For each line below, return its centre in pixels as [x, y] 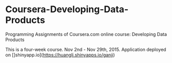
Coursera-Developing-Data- [67, 9]
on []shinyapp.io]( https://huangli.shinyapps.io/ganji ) [60, 55]
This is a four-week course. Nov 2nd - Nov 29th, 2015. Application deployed [86, 49]
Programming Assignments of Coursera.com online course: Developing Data [86, 34]
